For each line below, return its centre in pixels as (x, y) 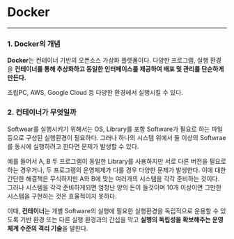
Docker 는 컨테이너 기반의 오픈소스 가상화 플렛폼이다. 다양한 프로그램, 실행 (108, 61)
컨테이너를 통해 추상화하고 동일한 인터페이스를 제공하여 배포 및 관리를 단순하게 (119, 69)
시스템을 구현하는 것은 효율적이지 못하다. (62, 196)
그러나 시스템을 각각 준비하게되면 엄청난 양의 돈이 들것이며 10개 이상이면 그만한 (114, 187)
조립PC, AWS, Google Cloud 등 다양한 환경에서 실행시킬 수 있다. (95, 93)
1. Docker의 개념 (34, 44)
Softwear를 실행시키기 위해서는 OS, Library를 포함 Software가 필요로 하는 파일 (115, 129)
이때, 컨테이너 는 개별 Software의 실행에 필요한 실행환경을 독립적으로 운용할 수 (113, 210)
